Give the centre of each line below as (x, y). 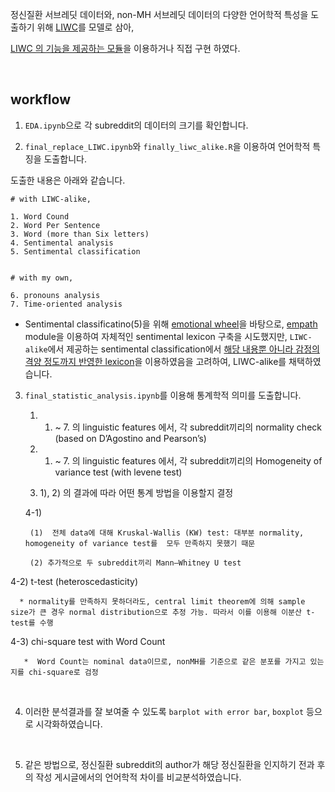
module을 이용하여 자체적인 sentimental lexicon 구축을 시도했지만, (156, 336)
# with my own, (42, 278)
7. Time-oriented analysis (66, 304)
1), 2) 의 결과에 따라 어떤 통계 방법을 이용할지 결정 (136, 492)
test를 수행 (32, 623)
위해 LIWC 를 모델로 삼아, (85, 27)
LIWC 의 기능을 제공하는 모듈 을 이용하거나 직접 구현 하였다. (125, 48)
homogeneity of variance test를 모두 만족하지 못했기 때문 (140, 543)
